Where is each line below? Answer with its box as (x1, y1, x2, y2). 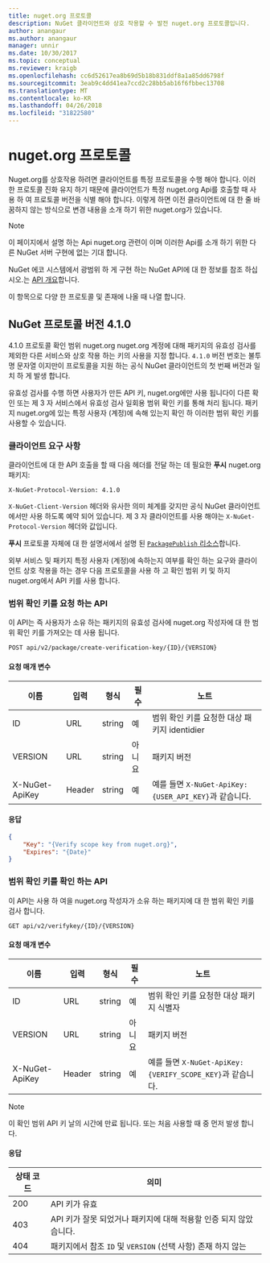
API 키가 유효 (50, 1198, 98, 1209)
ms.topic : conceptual (8, 57, 81, 65)
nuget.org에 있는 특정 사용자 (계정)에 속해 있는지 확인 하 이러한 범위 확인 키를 (16, 408, 260, 417)
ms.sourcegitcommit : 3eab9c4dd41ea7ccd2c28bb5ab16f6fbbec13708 (8, 79, 225, 87)
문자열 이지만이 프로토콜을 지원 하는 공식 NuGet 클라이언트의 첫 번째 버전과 (16, 360, 252, 371)
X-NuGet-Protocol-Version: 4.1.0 (8, 487, 121, 495)
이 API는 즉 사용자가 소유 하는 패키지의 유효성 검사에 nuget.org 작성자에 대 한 (8, 618, 251, 627)
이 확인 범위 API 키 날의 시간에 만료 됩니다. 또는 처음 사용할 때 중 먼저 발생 (8, 1118, 239, 1128)
